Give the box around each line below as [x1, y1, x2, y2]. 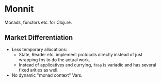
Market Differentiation [4, 33, 73, 42]
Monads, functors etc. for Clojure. [4, 19, 72, 25]
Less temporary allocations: [11, 46, 67, 52]
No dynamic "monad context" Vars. [11, 72, 83, 78]
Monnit [4, 3, 34, 15]
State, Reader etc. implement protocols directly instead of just [18, 51, 143, 57]
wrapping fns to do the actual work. [18, 57, 90, 63]
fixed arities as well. [18, 67, 59, 73]
